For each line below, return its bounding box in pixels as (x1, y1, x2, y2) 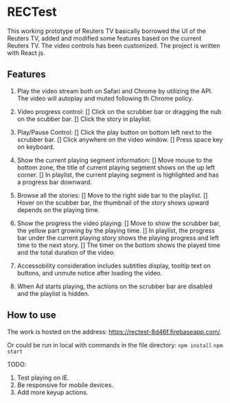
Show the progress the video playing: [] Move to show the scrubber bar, (16, 219, 221, 227)
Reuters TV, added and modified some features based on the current (7, 34, 202, 42)
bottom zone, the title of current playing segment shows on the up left (16, 163, 215, 172)
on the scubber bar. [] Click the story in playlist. (16, 115, 152, 123)
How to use (7, 310, 56, 321)
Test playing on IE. (16, 373, 70, 382)
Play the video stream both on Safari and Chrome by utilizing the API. (16, 87, 213, 95)
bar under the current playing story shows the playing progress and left (16, 233, 220, 242)
